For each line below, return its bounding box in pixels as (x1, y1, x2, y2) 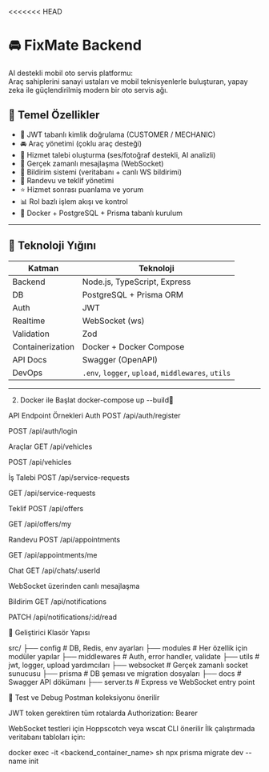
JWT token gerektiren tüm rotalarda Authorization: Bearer (8, 708, 198, 718)
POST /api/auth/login (8, 426, 78, 435)
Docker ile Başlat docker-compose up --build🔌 (19, 395, 174, 405)
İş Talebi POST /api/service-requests (8, 472, 130, 482)
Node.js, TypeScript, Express (82, 276, 191, 287)
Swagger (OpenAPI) (82, 354, 159, 365)
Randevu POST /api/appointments (8, 534, 121, 544)
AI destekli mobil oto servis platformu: (8, 68, 134, 78)
